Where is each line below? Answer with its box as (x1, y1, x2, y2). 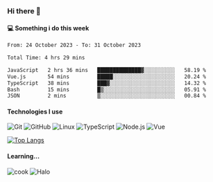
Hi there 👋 (7, 6, 42, 16)
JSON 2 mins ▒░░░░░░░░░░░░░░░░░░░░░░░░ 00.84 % (7, 93, 207, 100)
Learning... (7, 152, 40, 161)
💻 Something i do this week (7, 24, 90, 32)
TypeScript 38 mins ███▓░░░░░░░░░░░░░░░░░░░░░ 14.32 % (7, 80, 207, 87)
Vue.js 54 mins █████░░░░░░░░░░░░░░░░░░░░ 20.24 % (7, 73, 207, 80)
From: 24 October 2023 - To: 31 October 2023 (7, 42, 141, 49)
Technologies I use (7, 107, 63, 116)
